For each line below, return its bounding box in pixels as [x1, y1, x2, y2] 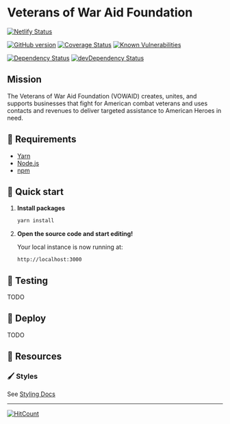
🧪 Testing [7, 275, 49, 287]
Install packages [16, 204, 66, 213]
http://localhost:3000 [16, 256, 82, 263]
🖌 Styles [7, 371, 38, 381]
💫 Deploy [7, 313, 47, 324]
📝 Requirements [7, 133, 77, 145]
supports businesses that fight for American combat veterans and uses [7, 99, 208, 107]
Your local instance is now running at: [16, 243, 123, 251]
